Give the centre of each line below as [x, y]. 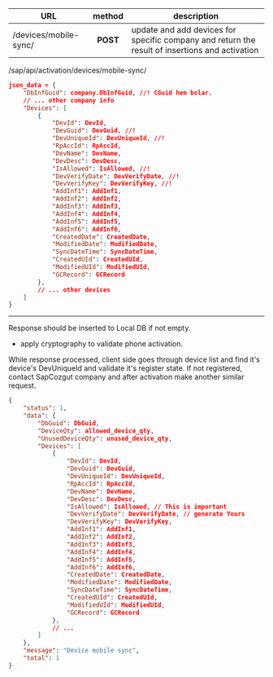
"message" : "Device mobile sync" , [81, 651]
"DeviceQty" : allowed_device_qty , [96, 431]
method [108, 16]
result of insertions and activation [195, 50]
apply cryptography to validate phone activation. [101, 344]
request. [22, 385]
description [196, 16]
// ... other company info [69, 100]
